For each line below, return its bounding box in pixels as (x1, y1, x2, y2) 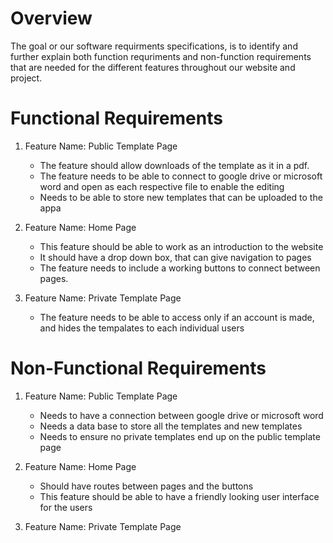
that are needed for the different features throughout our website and (10, 61, 296, 73)
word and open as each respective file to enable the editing (39, 180, 285, 192)
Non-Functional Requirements (10, 357, 267, 380)
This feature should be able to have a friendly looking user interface (39, 490, 320, 502)
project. (10, 72, 43, 84)
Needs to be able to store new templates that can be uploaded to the (39, 191, 323, 203)
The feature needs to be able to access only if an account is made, (39, 311, 315, 323)
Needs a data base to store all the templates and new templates (39, 420, 303, 432)
